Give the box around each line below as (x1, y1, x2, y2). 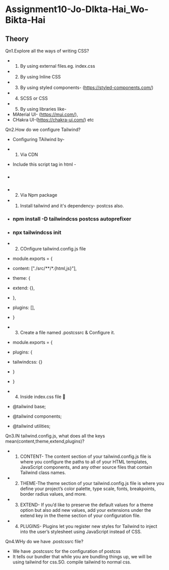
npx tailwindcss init (12, 229, 62, 236)
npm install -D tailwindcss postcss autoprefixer (12, 215, 132, 222)
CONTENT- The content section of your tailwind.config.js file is (20, 454, 151, 460)
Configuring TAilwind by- (12, 137, 65, 142)
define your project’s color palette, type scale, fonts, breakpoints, (20, 486, 156, 492)
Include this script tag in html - (12, 161, 77, 167)
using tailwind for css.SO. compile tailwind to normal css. (12, 559, 132, 565)
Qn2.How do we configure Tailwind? (5, 126, 81, 133)
